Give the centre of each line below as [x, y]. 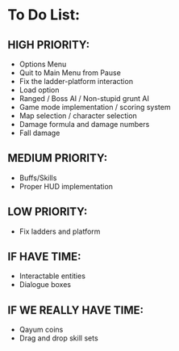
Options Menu [43, 64]
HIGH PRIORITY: [49, 45]
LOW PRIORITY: [48, 212]
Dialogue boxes [45, 285]
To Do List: [44, 15]
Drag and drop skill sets [58, 338]
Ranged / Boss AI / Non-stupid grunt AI [84, 98]
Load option [39, 90]
